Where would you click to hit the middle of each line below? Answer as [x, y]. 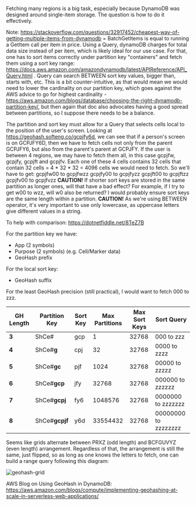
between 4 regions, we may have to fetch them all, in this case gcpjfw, [91, 155]
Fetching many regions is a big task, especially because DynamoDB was [93, 8]
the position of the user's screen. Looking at [59, 130]
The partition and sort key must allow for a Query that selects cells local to [95, 124]
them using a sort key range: [40, 63]
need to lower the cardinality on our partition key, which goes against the [94, 88]
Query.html [20, 76]
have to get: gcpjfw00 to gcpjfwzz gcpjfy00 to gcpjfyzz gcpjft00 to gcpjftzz [97, 174]
